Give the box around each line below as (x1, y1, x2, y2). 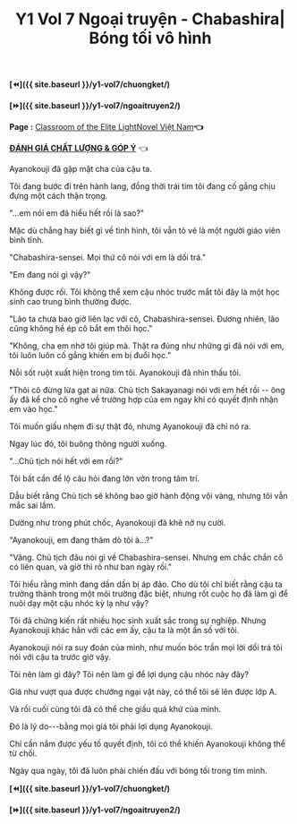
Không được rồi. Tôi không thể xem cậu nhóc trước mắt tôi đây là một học (9, 287, 280, 297)
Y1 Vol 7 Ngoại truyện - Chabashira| (14, 9, 286, 30)
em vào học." (9, 404, 58, 415)
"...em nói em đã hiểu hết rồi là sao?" (9, 208, 145, 219)
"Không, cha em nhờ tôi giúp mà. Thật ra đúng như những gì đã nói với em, (9, 340, 284, 351)
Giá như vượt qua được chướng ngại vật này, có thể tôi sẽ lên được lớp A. (9, 686, 277, 698)
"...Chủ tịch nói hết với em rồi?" (9, 456, 123, 467)
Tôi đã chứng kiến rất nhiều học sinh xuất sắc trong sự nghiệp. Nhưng (9, 615, 267, 626)
